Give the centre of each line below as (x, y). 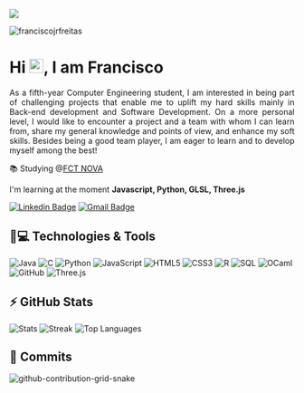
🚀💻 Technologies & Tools (83, 237)
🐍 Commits (41, 356)
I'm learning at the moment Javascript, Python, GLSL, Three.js (128, 189)
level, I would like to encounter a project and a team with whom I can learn (152, 121)
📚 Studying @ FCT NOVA (57, 168)
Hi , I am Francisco (87, 67)
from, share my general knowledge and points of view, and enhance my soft (152, 130)
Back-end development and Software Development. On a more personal (152, 111)
